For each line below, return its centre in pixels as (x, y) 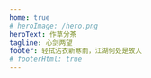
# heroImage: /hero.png (54, 26)
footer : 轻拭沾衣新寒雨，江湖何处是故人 (75, 51)
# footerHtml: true (46, 59)
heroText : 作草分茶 (43, 34)
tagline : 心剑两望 (41, 43)
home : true (30, 17)
